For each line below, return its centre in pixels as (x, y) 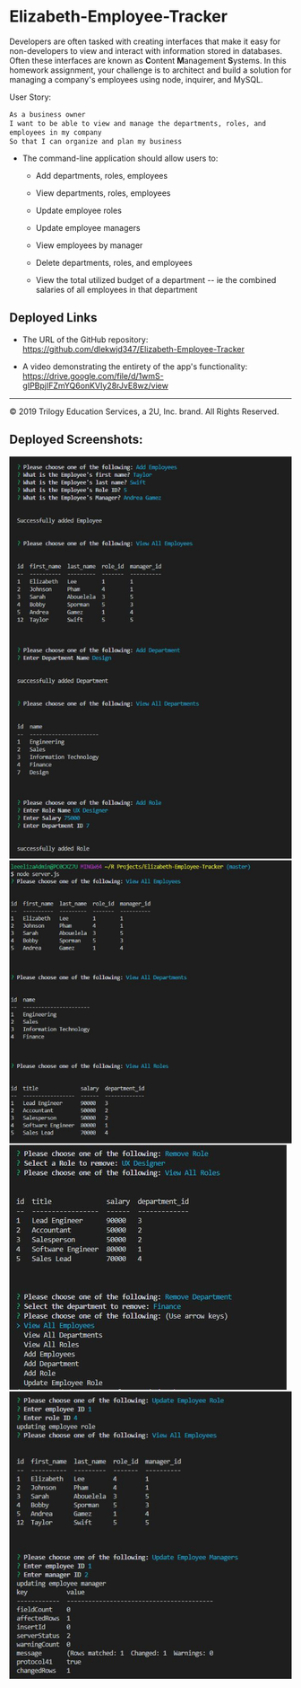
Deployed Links (53, 318)
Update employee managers (88, 227)
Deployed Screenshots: (76, 440)
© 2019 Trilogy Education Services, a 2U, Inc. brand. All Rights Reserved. (144, 411)
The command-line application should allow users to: (120, 158)
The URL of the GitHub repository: (85, 340)
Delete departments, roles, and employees (114, 262)
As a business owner (48, 114)
